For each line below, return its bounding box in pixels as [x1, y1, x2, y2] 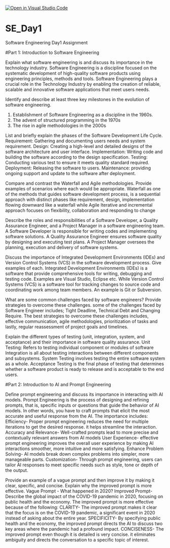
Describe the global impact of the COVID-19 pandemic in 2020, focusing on [5, 493, 163, 500]
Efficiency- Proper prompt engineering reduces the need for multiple [5, 418, 149, 425]
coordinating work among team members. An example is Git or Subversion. [5, 286, 162, 293]
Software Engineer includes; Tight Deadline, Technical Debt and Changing [5, 307, 161, 313]
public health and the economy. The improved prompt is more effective [5, 499, 154, 505]
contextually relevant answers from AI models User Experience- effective [5, 434, 159, 441]
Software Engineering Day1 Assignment [5, 39, 88, 45]
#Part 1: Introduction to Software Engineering [5, 49, 99, 56]
